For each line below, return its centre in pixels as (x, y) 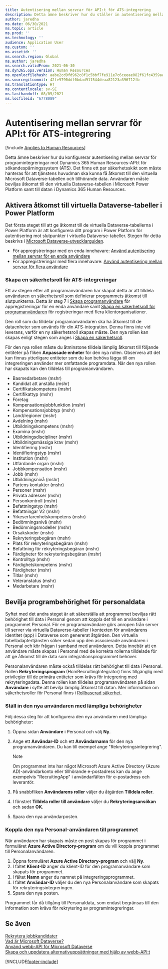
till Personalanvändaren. (30, 851)
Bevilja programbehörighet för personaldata (75, 602)
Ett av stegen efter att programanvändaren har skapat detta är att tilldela (79, 291)
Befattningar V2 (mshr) (36, 511)
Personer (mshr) (29, 490)
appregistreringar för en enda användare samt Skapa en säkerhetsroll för (80, 307)
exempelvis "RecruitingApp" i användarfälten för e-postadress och (81, 777)
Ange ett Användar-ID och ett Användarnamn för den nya (73, 741)
